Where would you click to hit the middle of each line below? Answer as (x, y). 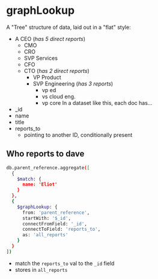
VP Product (47, 77)
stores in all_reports (41, 269)
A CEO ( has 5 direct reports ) (50, 39)
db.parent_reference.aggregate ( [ (48, 168)
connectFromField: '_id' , (54, 224)
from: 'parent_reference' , (56, 212)
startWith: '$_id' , (46, 218)
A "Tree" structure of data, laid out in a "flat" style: (68, 27)
